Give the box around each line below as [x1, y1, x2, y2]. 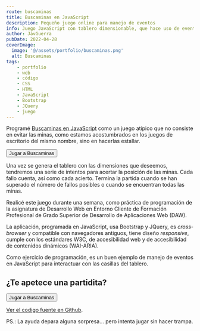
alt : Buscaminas [11, 53, 52, 59]
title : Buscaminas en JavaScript [6, 14, 89, 20]
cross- [177, 223, 194, 230]
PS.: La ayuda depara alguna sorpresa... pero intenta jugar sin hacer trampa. [6, 318, 193, 325]
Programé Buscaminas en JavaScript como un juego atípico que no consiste [6, 125, 193, 132]
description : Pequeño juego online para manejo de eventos [6, 20, 156, 26]
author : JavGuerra [6, 31, 52, 37]
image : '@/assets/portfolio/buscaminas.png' [11, 48, 124, 54]
